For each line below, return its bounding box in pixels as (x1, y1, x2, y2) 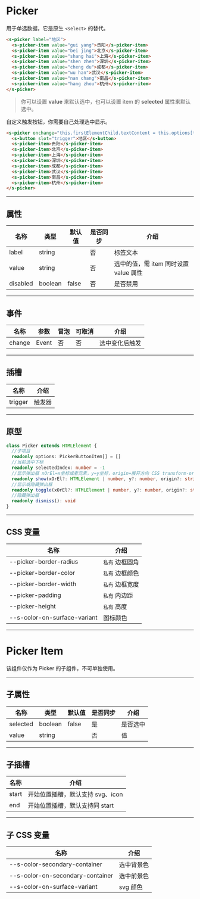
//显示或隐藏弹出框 (11, 481, 52, 487)
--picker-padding (9, 591, 61, 599)
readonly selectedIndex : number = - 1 (11, 465, 105, 471)
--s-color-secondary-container (9, 860, 102, 869)
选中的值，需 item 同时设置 (114, 260, 189, 268)
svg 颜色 (118, 883, 143, 891)
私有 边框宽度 (103, 580, 139, 588)
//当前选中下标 (11, 459, 43, 465)
